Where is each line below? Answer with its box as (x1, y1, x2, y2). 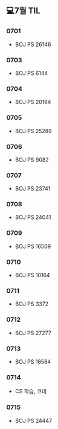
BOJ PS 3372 (14, 300, 49, 307)
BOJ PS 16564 (14, 358, 51, 365)
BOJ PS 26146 (14, 41, 51, 48)
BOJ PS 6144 (14, 69, 48, 77)
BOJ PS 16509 (14, 243, 51, 250)
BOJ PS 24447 (14, 417, 53, 424)
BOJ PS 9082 (14, 156, 50, 163)
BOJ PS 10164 (14, 272, 50, 279)
